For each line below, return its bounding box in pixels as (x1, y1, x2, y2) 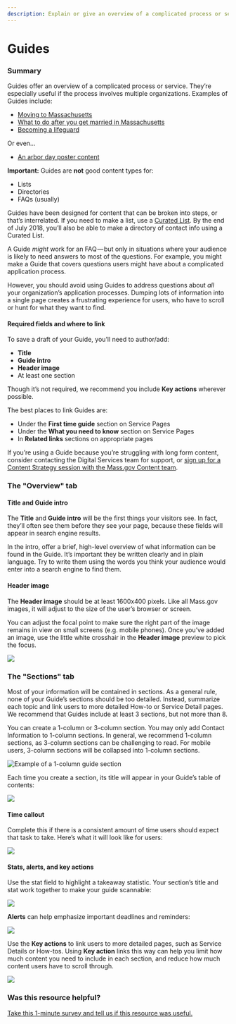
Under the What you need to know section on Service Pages (17, 427, 195, 436)
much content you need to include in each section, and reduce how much (7, 954, 221, 963)
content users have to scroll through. (7, 962, 114, 970)
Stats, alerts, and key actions (7, 863, 94, 871)
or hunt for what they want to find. (7, 304, 107, 312)
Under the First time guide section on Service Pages (17, 420, 171, 428)
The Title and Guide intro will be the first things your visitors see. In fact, (7, 514, 218, 522)
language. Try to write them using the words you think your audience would (7, 557, 226, 566)
